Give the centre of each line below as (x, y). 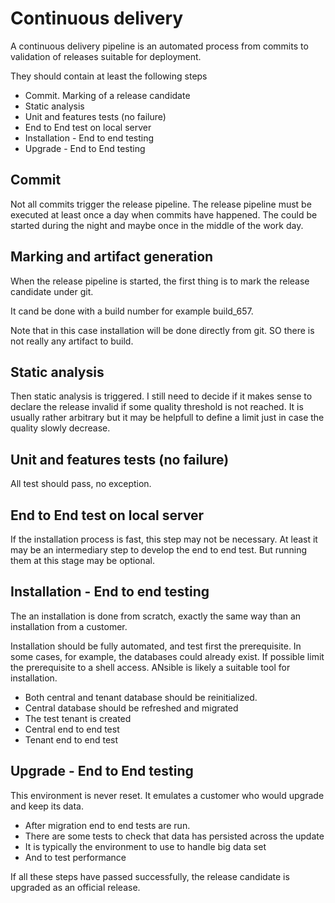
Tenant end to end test (71, 739)
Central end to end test (72, 729)
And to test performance (75, 857)
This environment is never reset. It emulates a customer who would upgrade (167, 795)
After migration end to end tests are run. (107, 825)
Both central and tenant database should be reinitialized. (141, 697)
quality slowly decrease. (60, 428)
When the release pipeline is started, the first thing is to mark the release (160, 281)
